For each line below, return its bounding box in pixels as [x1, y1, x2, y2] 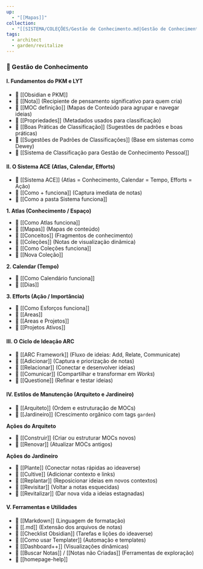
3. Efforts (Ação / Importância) [6, 293, 85, 300]
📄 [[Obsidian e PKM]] [14, 91, 68, 98]
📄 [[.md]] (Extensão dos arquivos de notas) [14, 523, 123, 530]
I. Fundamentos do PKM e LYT [6, 77, 83, 85]
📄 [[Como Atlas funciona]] [14, 219, 80, 226]
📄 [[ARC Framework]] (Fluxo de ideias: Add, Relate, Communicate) [14, 351, 181, 358]
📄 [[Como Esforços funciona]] [14, 304, 89, 312]
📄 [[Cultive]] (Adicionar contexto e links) [14, 470, 115, 478]
